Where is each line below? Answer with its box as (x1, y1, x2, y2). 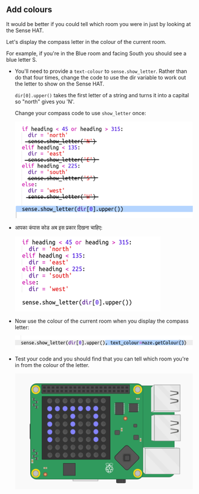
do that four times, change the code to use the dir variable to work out (14, 74, 187, 81)
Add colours (6, 5, 52, 15)
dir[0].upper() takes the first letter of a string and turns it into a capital (14, 91, 190, 98)
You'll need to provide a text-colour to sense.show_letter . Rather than (14, 68, 188, 75)
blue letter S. (6, 56, 37, 63)
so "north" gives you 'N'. (14, 98, 75, 105)
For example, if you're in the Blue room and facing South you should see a (6, 50, 187, 57)
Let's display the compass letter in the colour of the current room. (6, 38, 167, 45)
